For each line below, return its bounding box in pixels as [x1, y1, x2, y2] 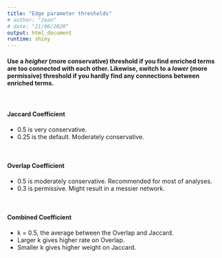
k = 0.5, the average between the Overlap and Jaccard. [16, 228, 174, 237]
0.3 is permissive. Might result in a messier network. [16, 184, 165, 193]
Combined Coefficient [7, 213, 72, 222]
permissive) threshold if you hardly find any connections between [7, 72, 200, 80]
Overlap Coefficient [7, 162, 65, 170]
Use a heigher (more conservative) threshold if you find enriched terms [7, 56, 215, 65]
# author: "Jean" [7, 17, 57, 23]
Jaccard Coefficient [7, 109, 65, 118]
